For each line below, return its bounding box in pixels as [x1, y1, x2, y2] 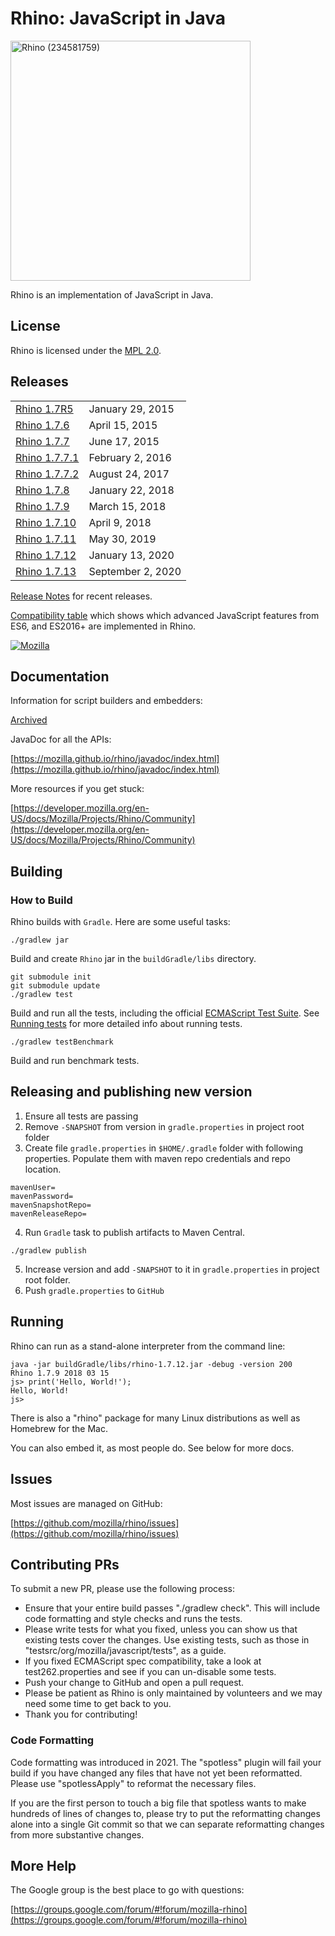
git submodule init [10, 972, 92, 982]
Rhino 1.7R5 [15, 402, 74, 416]
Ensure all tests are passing [24, 1110, 139, 1122]
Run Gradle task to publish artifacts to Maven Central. [24, 1226, 246, 1238]
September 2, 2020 [88, 564, 182, 578]
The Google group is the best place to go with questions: [10, 1884, 245, 1896]
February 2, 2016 [88, 450, 172, 464]
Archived [10, 714, 48, 726]
